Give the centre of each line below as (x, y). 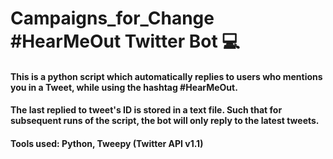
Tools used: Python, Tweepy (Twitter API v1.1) (107, 143)
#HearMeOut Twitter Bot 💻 (125, 41)
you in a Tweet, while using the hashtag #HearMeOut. (124, 87)
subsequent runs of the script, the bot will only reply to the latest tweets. (165, 121)
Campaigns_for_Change (112, 18)
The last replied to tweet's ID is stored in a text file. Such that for (146, 110)
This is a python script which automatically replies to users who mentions (166, 76)
